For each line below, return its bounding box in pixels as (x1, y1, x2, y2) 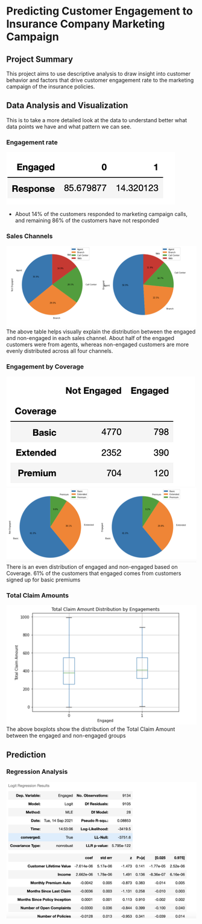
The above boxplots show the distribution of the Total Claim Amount (6, 726, 175, 733)
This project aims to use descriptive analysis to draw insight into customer (6, 70, 191, 77)
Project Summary (6, 54, 74, 64)
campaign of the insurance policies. (6, 83, 95, 90)
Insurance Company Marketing (6, 17, 165, 31)
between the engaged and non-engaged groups (6, 732, 126, 739)
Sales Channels (6, 232, 53, 240)
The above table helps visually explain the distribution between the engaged (6, 328, 196, 335)
